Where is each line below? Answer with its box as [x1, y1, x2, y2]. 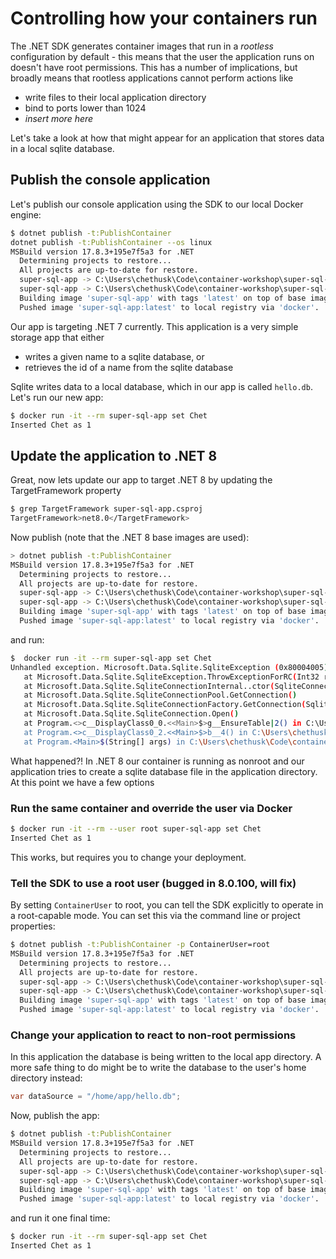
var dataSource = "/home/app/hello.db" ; [10, 1092, 182, 1102]
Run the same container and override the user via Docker [10, 801, 293, 815]
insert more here [24, 112, 94, 124]
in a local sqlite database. [10, 142, 115, 154]
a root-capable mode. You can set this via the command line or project [10, 910, 301, 922]
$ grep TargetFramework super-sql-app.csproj [10, 504, 203, 514]
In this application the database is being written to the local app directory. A [10, 1051, 322, 1063]
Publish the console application [10, 172, 211, 189]
